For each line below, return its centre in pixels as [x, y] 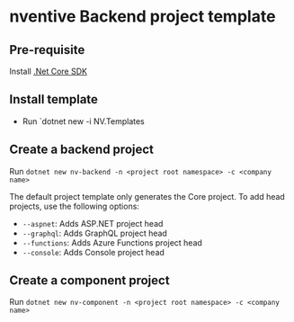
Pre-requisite [47, 50]
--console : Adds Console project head [93, 252]
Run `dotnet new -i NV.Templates [84, 121]
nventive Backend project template [143, 17]
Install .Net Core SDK [49, 71]
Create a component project [89, 281]
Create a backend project [82, 150]
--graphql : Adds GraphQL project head [95, 233]
